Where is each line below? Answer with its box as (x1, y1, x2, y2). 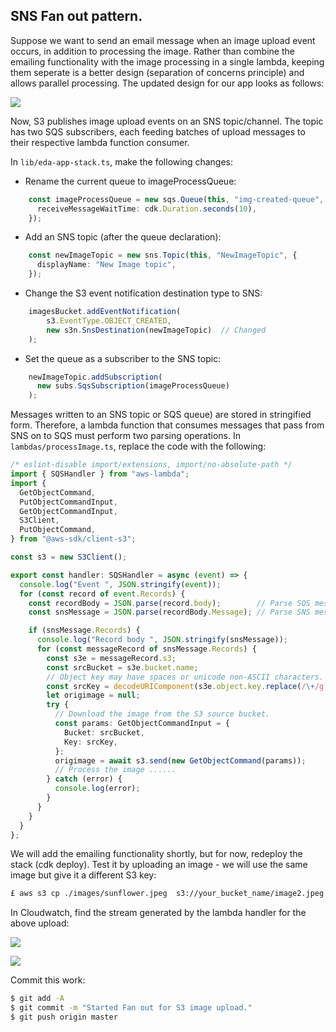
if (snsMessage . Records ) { (28, 625, 141, 636)
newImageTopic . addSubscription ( (28, 372, 163, 382)
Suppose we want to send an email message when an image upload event (10, 34, 316, 46)
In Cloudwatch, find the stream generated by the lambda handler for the (10, 907, 307, 919)
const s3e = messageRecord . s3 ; (46, 653, 177, 663)
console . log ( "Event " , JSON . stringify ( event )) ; (19, 579, 222, 589)
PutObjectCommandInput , (19, 497, 118, 507)
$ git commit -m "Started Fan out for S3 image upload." (10, 1003, 253, 1013)
